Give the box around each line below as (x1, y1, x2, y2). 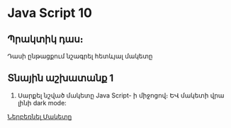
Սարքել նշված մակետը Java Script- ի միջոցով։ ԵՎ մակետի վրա (17, 91, 225, 100)
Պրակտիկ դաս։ (7, 33, 84, 45)
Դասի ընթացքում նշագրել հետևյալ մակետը (7, 52, 153, 60)
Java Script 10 (7, 5, 92, 21)
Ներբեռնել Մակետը (7, 112, 72, 121)
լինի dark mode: (17, 98, 67, 107)
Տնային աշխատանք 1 (7, 72, 114, 84)
